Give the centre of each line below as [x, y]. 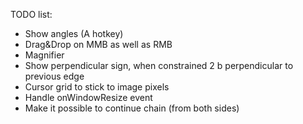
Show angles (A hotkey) [74, 33]
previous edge [54, 76]
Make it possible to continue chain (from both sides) [132, 108]
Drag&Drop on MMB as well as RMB [98, 44]
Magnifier [44, 55]
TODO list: [31, 14]
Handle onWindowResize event [88, 97]
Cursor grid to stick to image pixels [97, 87]
